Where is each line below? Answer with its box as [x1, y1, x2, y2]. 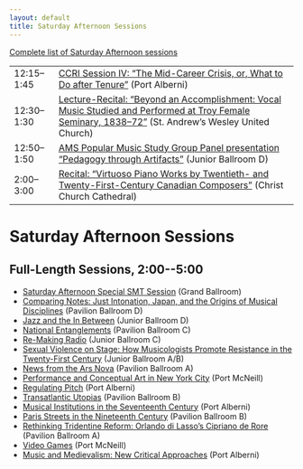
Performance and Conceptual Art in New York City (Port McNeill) [22, 372, 264, 383]
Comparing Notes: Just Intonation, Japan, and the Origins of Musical [22, 295, 278, 306]
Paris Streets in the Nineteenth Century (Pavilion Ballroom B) [22, 410, 248, 421]
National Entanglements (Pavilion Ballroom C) [22, 324, 191, 335]
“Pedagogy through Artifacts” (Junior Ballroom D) [58, 153, 269, 165]
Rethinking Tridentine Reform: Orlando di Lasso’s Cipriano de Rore [22, 420, 269, 431]
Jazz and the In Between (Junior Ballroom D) [22, 314, 189, 325]
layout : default [9, 13, 70, 23]
